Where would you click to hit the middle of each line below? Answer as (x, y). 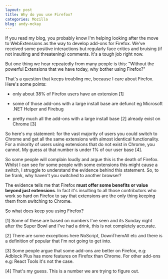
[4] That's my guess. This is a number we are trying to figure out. (72, 271)
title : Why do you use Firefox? (39, 15)
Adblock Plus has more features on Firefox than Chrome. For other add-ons (83, 256)
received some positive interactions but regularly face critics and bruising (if (84, 49)
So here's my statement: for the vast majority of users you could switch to (81, 134)
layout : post (19, 10)
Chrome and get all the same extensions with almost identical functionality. (82, 139)
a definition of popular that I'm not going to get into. (58, 241)
